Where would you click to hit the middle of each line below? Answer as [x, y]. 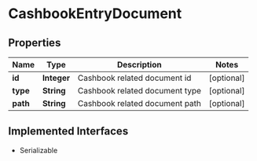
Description [140, 65]
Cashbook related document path [140, 103]
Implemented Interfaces [68, 132]
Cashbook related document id [134, 78]
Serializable [39, 150]
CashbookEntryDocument [95, 14]
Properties [35, 43]
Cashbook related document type [140, 91]
